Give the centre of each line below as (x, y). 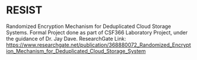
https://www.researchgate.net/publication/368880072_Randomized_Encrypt (99, 45)
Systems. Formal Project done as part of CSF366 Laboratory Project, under (97, 32)
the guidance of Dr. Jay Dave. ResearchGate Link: (66, 38)
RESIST (24, 10)
